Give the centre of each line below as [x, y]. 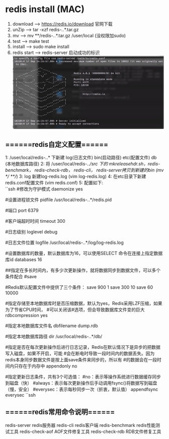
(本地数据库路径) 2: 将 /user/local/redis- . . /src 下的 [57, 164]
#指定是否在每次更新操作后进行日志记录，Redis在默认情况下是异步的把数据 [83, 347]
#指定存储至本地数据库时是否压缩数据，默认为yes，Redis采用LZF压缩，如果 [84, 303]
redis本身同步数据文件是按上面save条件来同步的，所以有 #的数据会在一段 [81, 360]
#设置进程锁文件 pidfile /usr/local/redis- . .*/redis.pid [59, 200]
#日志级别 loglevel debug [31, 232]
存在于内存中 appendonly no [48, 366]
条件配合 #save [21, 277]
